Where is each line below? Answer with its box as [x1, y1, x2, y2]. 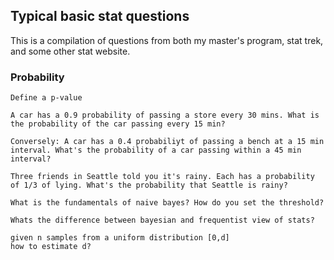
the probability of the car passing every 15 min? [10, 119, 226, 129]
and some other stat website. [10, 45, 131, 57]
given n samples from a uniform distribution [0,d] [10, 233, 230, 243]
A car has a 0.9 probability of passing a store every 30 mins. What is [10, 110, 320, 121]
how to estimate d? [10, 242, 92, 252]
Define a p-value [10, 93, 83, 103]
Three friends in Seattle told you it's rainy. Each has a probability [10, 172, 315, 182]
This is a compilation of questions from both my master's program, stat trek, [10, 34, 324, 46]
